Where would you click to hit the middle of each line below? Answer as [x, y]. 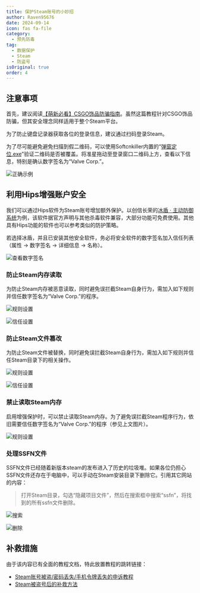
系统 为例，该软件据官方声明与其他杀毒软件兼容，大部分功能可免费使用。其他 [100, 218]
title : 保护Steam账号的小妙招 [40, 12]
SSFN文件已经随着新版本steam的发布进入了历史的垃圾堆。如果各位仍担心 [96, 468]
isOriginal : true [28, 67]
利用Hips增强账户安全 [46, 195]
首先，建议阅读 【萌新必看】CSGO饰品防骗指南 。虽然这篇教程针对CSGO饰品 [99, 114]
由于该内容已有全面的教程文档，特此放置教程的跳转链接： [76, 564]
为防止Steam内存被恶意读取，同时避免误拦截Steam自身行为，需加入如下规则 [100, 289]
